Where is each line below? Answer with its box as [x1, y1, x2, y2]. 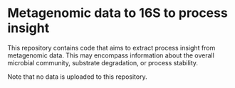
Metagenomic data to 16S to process [7, 5, 228, 21]
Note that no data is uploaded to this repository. [7, 72, 147, 81]
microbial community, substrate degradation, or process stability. [7, 58, 198, 67]
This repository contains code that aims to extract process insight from [7, 43, 216, 52]
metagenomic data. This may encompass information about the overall [7, 51, 215, 60]
